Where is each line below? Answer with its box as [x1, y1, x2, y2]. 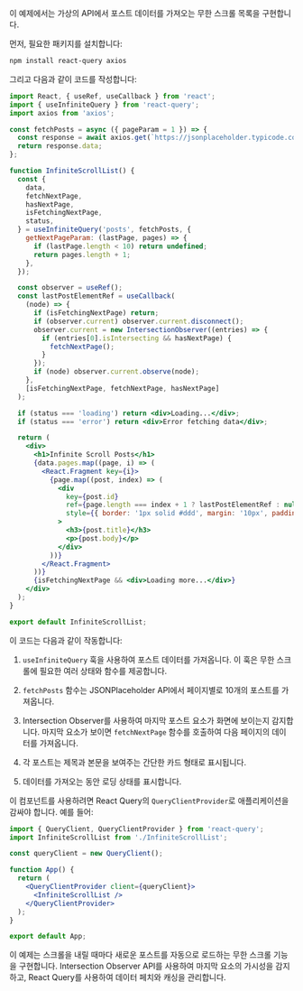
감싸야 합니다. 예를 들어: [9, 806, 94, 817]
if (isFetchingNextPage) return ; [32, 309, 160, 318]
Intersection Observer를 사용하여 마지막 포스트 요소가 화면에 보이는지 [22, 715, 271, 726]
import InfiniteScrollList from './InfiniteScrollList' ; [9, 833, 228, 842]
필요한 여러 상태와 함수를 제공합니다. [39, 665, 168, 676]
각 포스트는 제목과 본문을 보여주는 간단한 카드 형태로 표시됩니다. [22, 756, 246, 767]
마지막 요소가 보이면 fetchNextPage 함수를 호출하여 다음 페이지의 [41, 726, 271, 737]
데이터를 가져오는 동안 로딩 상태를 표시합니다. [22, 775, 182, 787]
